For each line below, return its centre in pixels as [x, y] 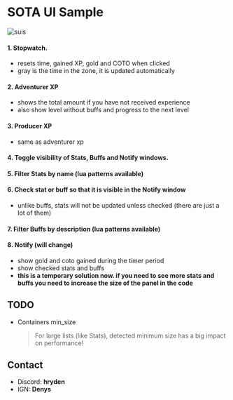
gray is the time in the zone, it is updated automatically [96, 71]
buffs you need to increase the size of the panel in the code [105, 283]
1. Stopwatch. [27, 48]
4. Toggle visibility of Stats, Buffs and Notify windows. [88, 158]
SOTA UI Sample [55, 12]
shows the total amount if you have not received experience [104, 102]
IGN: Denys [34, 389]
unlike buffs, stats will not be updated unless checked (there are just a [118, 205]
